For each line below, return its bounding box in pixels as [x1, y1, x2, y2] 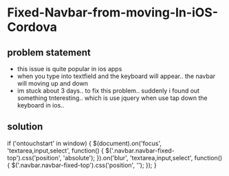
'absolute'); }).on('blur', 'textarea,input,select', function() [63, 153, 223, 162]
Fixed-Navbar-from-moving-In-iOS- [7, 5, 219, 21]
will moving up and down [17, 79, 88, 87]
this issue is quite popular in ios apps [17, 65, 122, 73]
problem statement [7, 47, 91, 58]
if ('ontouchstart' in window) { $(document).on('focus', [7, 139, 162, 147]
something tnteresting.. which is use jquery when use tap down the [17, 94, 208, 102]
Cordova [7, 19, 57, 35]
